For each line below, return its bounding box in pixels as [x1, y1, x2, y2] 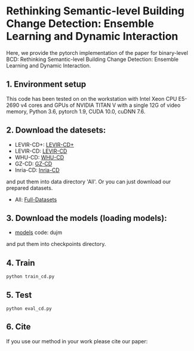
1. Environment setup [6, 79, 87, 90]
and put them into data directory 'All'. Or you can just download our [6, 178, 171, 185]
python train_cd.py [6, 273, 55, 280]
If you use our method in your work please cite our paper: [6, 337, 148, 344]
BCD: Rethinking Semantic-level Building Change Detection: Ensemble [6, 56, 179, 63]
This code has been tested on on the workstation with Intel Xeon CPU [6, 95, 177, 102]
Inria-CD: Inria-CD [14, 166, 60, 174]
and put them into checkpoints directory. [6, 241, 106, 248]
